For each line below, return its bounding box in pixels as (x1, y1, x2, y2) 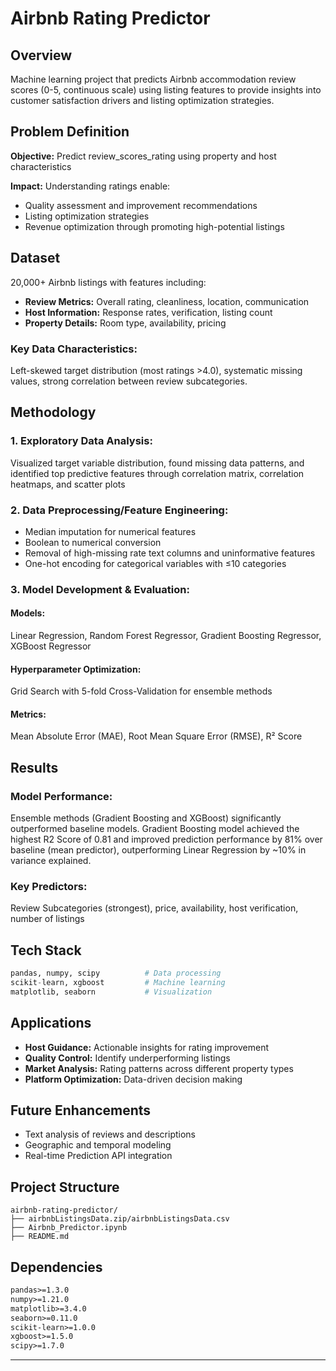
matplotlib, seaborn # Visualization (10, 987, 213, 997)
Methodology (10, 404, 97, 421)
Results (10, 759, 59, 776)
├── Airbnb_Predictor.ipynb (10, 1223, 128, 1233)
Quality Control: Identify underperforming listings (24, 1052, 231, 1064)
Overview (10, 47, 73, 64)
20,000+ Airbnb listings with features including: (10, 276, 207, 288)
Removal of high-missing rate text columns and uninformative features (24, 547, 316, 559)
